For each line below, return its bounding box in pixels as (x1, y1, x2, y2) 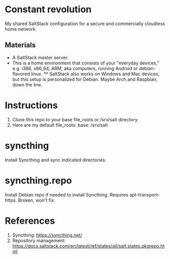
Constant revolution (5, 4, 92, 15)
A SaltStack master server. (12, 54, 69, 60)
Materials (5, 41, 36, 50)
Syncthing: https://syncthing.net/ (12, 232, 83, 238)
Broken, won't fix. (18, 197, 55, 203)
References (5, 215, 55, 226)
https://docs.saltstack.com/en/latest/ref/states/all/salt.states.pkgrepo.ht (12, 243, 165, 249)
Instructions (5, 99, 58, 111)
